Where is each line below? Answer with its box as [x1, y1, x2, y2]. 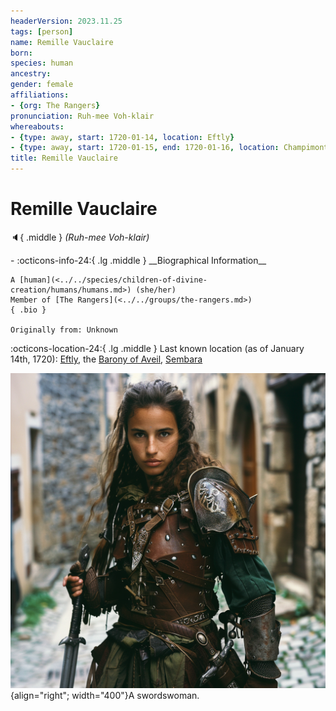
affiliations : [10, 90, 70, 100]
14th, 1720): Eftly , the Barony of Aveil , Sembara [10, 353, 203, 365]
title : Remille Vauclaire [10, 153, 118, 164]
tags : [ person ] [10, 26, 74, 37]
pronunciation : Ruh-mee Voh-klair [10, 111, 155, 121]
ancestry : [10, 69, 52, 79]
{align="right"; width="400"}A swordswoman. [10, 689, 200, 701]
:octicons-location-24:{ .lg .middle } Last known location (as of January [10, 342, 305, 354]
